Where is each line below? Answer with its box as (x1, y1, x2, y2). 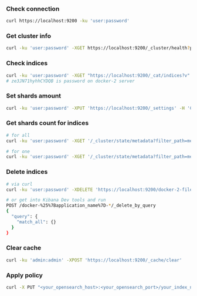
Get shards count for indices (6, 119, 89, 127)
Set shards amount (6, 92, 62, 100)
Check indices (6, 59, 48, 68)
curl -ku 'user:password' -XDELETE (6, 187, 93, 193)
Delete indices (6, 168, 48, 176)
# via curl (6, 181, 33, 187)
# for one (6, 149, 30, 154)
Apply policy (6, 271, 43, 279)
